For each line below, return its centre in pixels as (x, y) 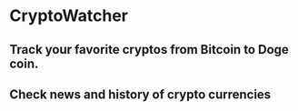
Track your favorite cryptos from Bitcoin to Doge (149, 50)
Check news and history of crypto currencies (140, 94)
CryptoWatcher (69, 16)
